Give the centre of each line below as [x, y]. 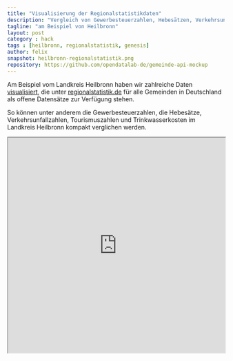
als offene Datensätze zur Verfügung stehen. [71, 99]
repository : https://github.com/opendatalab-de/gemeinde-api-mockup [108, 65]
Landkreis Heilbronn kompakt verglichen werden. [77, 127]
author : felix [28, 52]
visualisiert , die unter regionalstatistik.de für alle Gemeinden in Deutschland [114, 92]
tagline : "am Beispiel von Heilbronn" [63, 26]
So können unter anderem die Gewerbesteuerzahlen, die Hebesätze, [104, 112]
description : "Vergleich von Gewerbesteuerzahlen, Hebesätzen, [100, 20]
